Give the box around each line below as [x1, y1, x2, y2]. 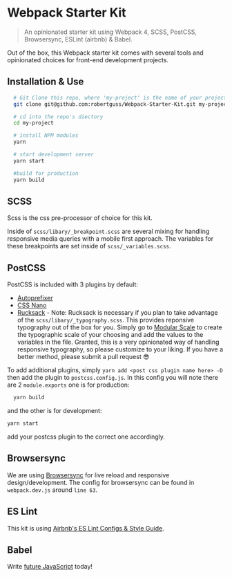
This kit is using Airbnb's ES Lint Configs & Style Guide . [7, 524, 164, 532]
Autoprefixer [17, 294, 53, 302]
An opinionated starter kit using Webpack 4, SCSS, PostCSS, [23, 28, 197, 36]
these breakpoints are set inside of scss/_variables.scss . [7, 242, 171, 250]
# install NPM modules [13, 132, 79, 139]
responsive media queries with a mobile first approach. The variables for [7, 235, 214, 243]
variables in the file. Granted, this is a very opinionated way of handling [17, 338, 220, 347]
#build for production [13, 170, 79, 177]
